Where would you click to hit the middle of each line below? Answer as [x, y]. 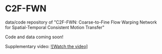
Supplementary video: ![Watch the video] [46, 46]
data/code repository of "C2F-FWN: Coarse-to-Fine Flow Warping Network [81, 22]
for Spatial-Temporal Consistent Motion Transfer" [55, 27]
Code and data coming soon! [34, 37]
